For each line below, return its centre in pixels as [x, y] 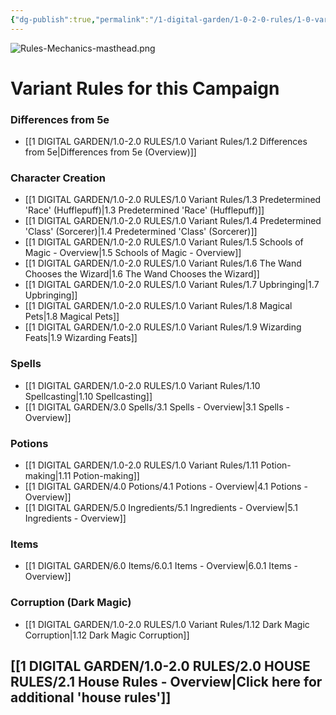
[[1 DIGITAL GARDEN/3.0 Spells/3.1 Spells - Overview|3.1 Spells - [157, 407]
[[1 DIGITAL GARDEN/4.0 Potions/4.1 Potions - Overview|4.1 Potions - [166, 486]
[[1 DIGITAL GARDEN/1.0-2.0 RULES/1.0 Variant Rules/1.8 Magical [158, 306]
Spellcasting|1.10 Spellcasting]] [88, 396]
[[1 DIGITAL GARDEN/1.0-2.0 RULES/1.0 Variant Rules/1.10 [142, 385]
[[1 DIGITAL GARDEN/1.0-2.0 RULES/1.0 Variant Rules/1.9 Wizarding [163, 327]
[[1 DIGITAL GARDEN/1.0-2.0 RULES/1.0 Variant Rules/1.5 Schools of [164, 242]
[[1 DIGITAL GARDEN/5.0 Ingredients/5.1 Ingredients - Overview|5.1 [161, 507]
